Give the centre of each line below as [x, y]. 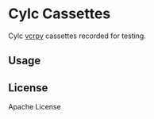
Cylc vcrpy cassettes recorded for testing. [77, 36]
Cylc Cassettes [60, 14]
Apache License [35, 107]
